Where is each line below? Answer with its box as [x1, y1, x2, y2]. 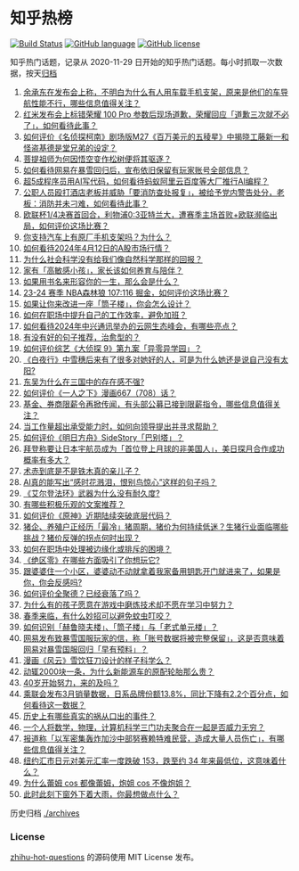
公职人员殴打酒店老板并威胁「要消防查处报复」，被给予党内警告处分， [22, 186, 277, 197]
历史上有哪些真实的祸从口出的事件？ [22, 711, 157, 721]
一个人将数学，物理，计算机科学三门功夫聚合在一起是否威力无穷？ [22, 721, 265, 732]
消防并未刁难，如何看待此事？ [38, 198, 149, 209]
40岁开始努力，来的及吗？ [22, 677, 119, 687]
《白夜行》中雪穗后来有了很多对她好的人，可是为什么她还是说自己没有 [22, 354, 281, 365]
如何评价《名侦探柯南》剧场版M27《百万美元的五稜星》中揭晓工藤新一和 [22, 131, 289, 142]
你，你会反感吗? [22, 577, 83, 588]
